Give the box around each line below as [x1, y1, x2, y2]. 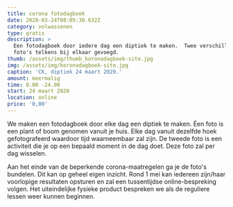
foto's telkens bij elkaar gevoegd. [13, 49, 119, 56]
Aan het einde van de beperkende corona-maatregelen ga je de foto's [7, 163, 207, 171]
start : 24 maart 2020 [7, 88, 70, 94]
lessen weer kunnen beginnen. [7, 192, 96, 200]
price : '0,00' [7, 101, 49, 108]
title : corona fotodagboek [7, 10, 85, 17]
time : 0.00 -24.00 [7, 81, 60, 88]
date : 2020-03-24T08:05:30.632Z [7, 17, 101, 24]
